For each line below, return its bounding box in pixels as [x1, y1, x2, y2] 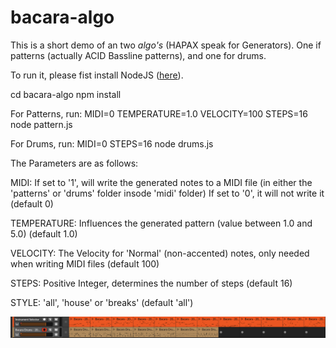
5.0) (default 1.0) [10, 227, 78, 240]
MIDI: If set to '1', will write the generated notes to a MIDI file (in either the [10, 176, 313, 188]
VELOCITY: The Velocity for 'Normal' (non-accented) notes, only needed [10, 247, 310, 259]
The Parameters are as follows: [10, 157, 139, 169]
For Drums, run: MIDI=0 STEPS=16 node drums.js [10, 137, 214, 150]
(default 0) [10, 197, 54, 210]
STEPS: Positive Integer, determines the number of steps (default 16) [10, 277, 293, 289]
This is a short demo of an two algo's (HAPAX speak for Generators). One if [10, 39, 322, 51]
